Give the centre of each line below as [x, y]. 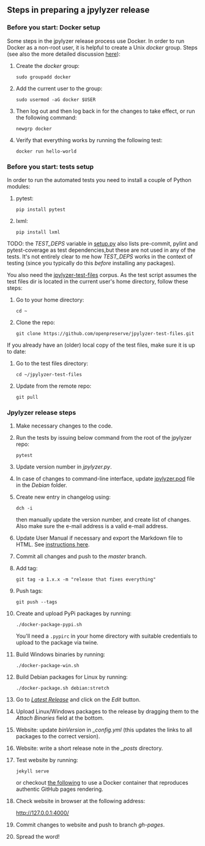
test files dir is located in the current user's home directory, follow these [98, 281]
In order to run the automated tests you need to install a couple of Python [99, 179]
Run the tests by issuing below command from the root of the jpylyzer [104, 438]
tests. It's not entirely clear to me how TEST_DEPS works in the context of [100, 256]
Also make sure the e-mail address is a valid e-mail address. [92, 526]
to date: [17, 351]
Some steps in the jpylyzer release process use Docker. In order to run [96, 41]
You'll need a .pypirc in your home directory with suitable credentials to [106, 636]
